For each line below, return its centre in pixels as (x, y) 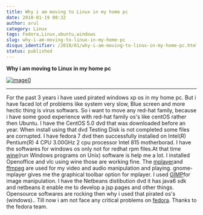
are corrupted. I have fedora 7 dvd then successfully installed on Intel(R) (96, 136)
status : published (29, 51)
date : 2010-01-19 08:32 (36, 18)
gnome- (183, 168)
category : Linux (27, 29)
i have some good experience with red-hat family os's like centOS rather (96, 117)
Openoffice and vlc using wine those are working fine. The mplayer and (95, 161)
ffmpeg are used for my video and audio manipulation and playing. (89, 168)
